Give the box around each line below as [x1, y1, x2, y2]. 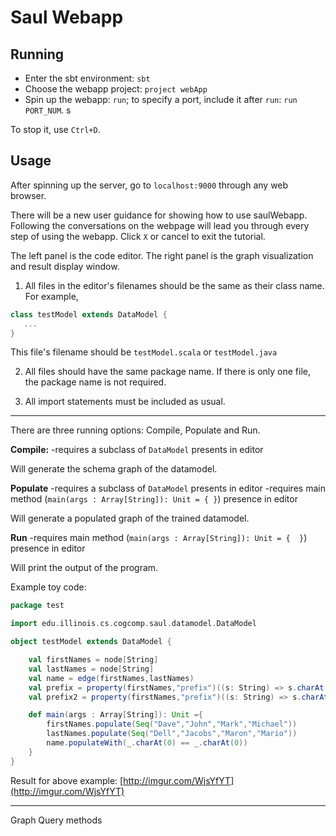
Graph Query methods [10, 814, 103, 826]
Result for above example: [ [10, 774, 124, 786]
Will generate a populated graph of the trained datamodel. [10, 512, 250, 525]
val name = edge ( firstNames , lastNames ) [28, 673, 195, 683]
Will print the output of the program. [10, 562, 159, 574]
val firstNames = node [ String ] [28, 655, 159, 665]
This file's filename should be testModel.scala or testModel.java [10, 346, 278, 358]
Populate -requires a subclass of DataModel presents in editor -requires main [10, 482, 326, 495]
